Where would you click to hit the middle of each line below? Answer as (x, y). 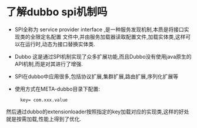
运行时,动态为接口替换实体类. (60, 44)
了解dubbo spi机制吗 (57, 12)
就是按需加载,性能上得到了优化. (44, 119)
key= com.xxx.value (44, 100)
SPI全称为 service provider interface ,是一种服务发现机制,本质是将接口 (99, 29)
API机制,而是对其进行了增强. (49, 64)
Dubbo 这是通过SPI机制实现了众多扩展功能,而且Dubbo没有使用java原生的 (103, 56)
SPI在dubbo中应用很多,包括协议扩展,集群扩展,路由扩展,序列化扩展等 (96, 76)
